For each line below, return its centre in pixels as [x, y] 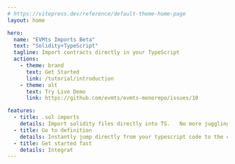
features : [22, 111]
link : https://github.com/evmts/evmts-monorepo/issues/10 [112, 98]
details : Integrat [47, 150]
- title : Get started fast [53, 143]
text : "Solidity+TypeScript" [56, 46]
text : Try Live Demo [56, 92]
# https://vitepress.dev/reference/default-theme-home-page [97, 14]
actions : [26, 59]
